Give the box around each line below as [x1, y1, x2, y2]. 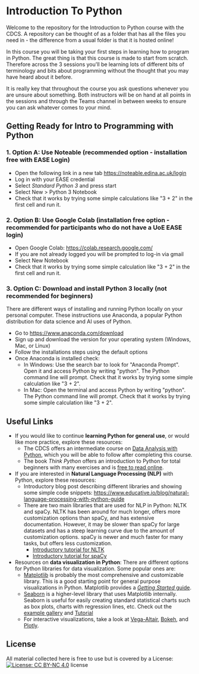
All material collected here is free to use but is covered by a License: [6, 655, 173, 662]
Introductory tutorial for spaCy [32, 553, 107, 560]
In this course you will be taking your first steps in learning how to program [6, 48, 189, 55]
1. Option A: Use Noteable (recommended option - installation [6, 148, 187, 157]
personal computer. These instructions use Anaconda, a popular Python [6, 311, 182, 319]
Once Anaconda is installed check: [14, 355, 100, 362]
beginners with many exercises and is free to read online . [23, 464, 165, 471]
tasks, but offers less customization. [23, 540, 113, 547]
